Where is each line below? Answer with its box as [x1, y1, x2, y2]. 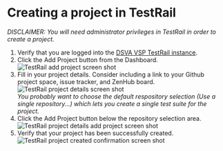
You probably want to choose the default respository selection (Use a [17, 92, 216, 101]
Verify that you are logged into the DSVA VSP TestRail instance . [17, 48, 198, 57]
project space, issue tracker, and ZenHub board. [17, 77, 155, 85]
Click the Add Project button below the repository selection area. [17, 114, 202, 122]
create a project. [7, 34, 55, 43]
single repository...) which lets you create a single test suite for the [17, 99, 207, 108]
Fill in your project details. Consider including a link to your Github [17, 70, 205, 79]
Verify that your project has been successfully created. [17, 129, 174, 137]
